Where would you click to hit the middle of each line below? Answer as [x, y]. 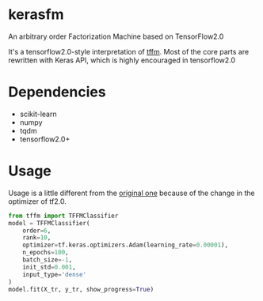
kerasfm [36, 15]
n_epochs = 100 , [46, 253]
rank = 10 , [37, 238]
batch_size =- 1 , [48, 260]
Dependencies [57, 92]
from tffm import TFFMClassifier [63, 216]
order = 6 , [37, 231]
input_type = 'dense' [55, 274]
